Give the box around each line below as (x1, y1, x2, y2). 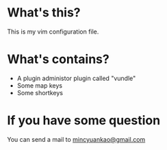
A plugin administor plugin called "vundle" (16, 74, 136, 82)
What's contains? (7, 51, 110, 67)
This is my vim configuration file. (7, 27, 99, 36)
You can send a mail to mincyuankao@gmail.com (7, 135, 146, 143)
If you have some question (7, 113, 161, 128)
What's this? (7, 5, 81, 21)
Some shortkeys (16, 88, 64, 97)
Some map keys (16, 81, 63, 90)
